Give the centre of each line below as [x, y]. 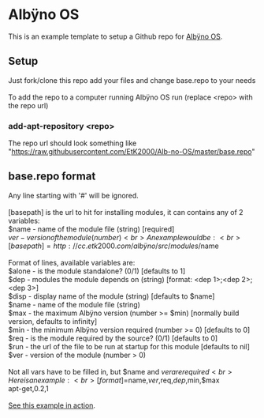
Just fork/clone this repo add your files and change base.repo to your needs [132, 80]
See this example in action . [52, 405]
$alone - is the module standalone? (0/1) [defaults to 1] [97, 271]
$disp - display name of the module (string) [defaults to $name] [112, 296]
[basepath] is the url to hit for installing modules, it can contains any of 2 [126, 212]
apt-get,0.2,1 [28, 388]
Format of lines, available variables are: [72, 262]
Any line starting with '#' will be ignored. [74, 195]
